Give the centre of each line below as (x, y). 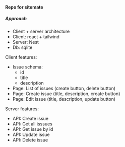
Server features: (22, 109)
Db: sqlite (22, 47)
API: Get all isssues (33, 124)
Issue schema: (27, 67)
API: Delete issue (30, 140)
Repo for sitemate (24, 7)
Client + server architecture (41, 31)
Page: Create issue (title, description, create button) (66, 94)
